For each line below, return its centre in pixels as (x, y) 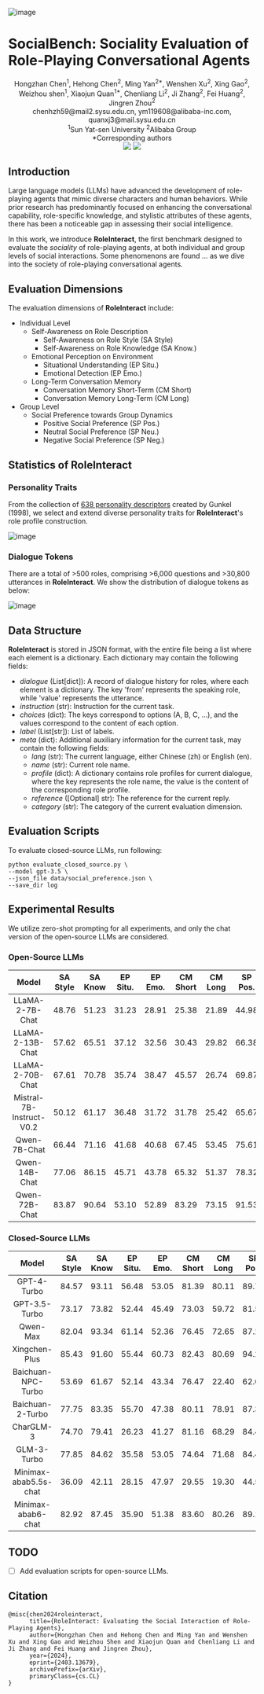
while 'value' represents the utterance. (82, 698)
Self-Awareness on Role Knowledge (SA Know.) (120, 348)
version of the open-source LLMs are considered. (88, 936)
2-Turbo (33, 1414)
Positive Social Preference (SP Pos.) (101, 424)
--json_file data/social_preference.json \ (81, 878)
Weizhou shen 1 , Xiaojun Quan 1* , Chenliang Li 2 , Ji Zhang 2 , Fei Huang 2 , (132, 93)
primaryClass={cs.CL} (64, 1676)
